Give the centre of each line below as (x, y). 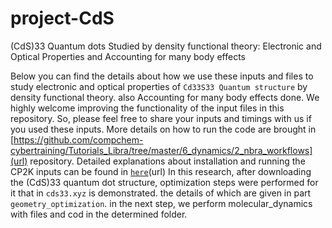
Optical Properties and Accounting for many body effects (128, 56)
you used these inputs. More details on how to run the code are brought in (163, 129)
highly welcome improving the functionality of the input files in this (147, 108)
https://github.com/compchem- (78, 139)
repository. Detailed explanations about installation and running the (167, 161)
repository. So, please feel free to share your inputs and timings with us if (161, 118)
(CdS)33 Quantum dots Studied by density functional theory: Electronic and (166, 46)
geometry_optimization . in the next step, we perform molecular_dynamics (161, 203)
